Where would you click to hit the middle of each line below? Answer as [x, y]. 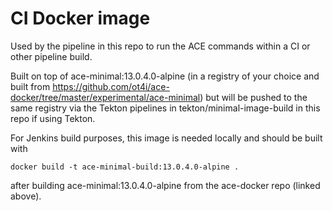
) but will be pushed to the [253, 97]
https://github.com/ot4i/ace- [111, 86]
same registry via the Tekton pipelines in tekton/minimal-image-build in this [165, 108]
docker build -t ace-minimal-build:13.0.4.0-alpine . [125, 167]
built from [30, 86]
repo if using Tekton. [53, 118]
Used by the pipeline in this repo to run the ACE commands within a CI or [160, 46]
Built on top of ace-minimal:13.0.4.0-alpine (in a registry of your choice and [165, 76]
